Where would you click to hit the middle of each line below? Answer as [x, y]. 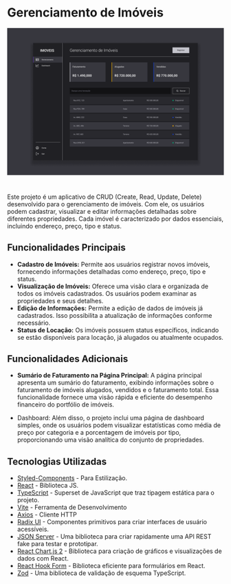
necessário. [34, 323]
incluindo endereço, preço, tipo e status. [64, 226]
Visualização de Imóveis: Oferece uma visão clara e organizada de [112, 286]
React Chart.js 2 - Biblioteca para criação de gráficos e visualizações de [119, 551]
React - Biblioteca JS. [48, 486]
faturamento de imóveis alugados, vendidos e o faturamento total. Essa [118, 390]
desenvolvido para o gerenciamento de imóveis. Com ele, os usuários [106, 204]
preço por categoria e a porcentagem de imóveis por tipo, [99, 433]
